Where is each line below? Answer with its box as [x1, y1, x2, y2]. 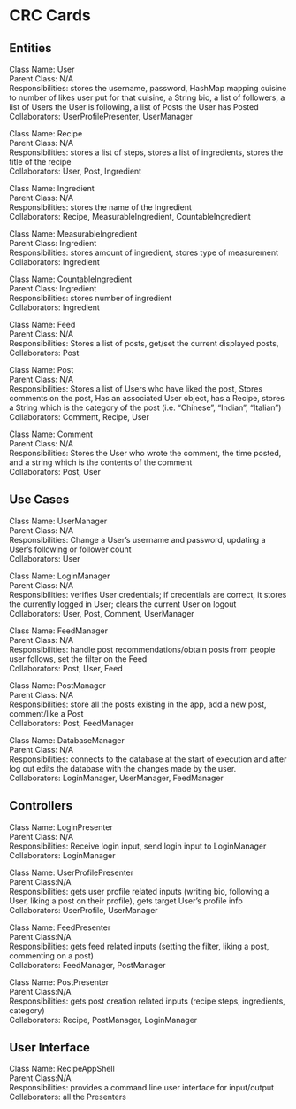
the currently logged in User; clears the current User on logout [9, 599, 237, 609]
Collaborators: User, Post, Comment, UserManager [9, 608, 194, 618]
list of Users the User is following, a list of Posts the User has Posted [9, 102, 259, 112]
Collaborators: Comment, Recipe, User [9, 412, 150, 422]
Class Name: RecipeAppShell [9, 1064, 115, 1074]
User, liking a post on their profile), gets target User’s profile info [9, 896, 243, 906]
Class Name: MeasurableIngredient [9, 229, 138, 239]
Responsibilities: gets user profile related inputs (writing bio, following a [9, 886, 269, 896]
